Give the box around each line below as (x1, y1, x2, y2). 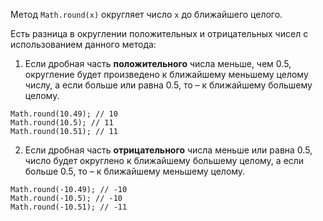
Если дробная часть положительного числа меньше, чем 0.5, (24, 58, 292, 69)
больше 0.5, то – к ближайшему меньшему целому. (24, 165, 246, 177)
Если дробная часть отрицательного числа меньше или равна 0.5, (24, 144, 313, 156)
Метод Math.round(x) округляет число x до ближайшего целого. (10, 9, 283, 20)
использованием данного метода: (10, 39, 157, 50)
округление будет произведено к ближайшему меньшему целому (24, 69, 309, 80)
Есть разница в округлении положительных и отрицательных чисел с (10, 28, 309, 39)
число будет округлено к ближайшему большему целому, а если (24, 155, 305, 166)
